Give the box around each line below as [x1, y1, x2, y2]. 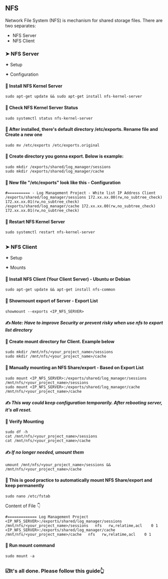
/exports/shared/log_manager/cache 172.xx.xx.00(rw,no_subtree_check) [5, 204, 156, 209]
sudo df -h [5, 429, 28, 435]
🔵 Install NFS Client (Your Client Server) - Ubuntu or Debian [5, 276, 131, 282]
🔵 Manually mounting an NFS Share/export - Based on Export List [5, 364, 144, 370]
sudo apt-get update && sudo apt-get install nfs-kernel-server [5, 94, 142, 99]
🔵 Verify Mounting [5, 418, 44, 424]
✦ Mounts [5, 264, 26, 270]
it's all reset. [5, 407, 32, 413]
